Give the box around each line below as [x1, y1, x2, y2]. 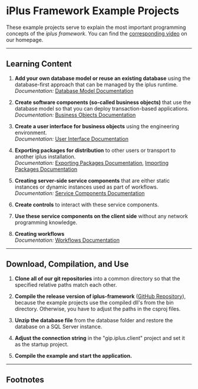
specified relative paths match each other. [14, 281, 117, 288]
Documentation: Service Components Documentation [14, 189, 145, 196]
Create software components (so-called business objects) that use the [14, 99, 192, 106]
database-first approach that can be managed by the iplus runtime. [14, 81, 178, 88]
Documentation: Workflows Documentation [14, 236, 120, 244]
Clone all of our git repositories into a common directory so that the [14, 275, 180, 282]
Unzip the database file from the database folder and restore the [14, 316, 173, 323]
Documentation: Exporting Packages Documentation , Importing [14, 159, 169, 166]
